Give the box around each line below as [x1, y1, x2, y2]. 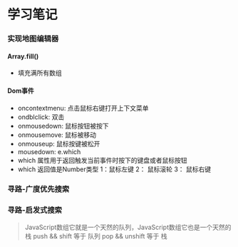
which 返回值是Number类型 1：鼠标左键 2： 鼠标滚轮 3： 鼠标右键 [17, 165, 212, 173]
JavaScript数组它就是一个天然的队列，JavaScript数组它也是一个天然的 [24, 223, 232, 231]
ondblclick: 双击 [17, 112, 65, 121]
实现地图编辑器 [7, 34, 59, 44]
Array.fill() [7, 51, 39, 61]
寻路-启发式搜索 [7, 205, 63, 215]
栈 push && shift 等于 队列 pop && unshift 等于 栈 [24, 231, 167, 240]
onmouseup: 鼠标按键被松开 [17, 139, 100, 148]
